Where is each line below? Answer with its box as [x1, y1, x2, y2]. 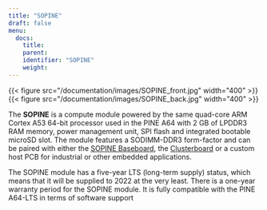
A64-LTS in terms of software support [8, 192, 134, 202]
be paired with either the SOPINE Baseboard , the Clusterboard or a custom [8, 143, 255, 153]
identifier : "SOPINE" [22, 57, 94, 65]
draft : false [8, 19, 52, 27]
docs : [15, 34, 34, 42]
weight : [22, 64, 48, 72]
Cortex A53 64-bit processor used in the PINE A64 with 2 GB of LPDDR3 [8, 117, 248, 128]
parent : [22, 49, 48, 57]
